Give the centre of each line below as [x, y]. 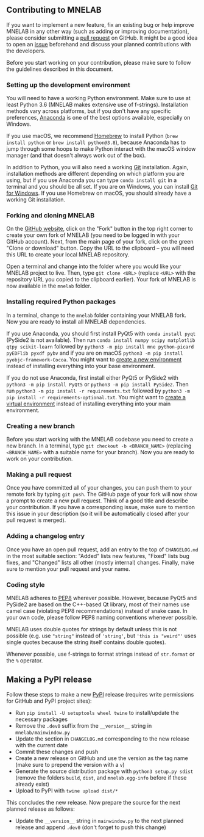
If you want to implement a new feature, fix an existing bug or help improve [100, 24]
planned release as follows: [40, 809]
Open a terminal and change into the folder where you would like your [94, 266]
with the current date [41, 745]
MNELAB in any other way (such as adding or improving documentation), [98, 31]
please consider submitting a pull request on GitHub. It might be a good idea [102, 38]
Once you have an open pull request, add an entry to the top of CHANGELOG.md [102, 549]
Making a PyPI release [49, 680]
